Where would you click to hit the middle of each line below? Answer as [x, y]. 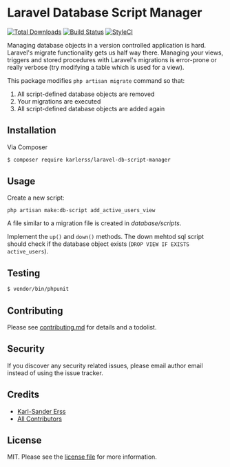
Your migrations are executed [59, 101]
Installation [32, 130]
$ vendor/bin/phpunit [38, 289]
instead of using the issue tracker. [55, 373]
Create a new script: [36, 198]
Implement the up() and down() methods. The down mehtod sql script [106, 237]
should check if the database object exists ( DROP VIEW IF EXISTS [98, 244]
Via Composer [28, 147]
